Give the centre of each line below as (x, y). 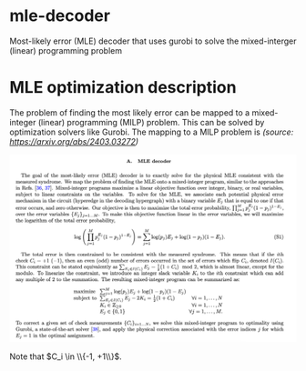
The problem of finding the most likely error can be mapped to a (130, 112)
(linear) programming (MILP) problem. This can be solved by (151, 122)
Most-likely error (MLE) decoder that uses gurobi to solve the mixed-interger (153, 41)
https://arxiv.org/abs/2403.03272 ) (74, 141)
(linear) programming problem (66, 50)
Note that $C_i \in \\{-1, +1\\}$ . (66, 356)
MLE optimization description (123, 88)
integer (23, 122)
